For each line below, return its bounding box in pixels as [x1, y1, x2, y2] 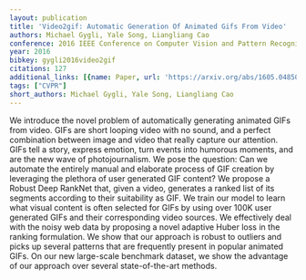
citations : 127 [9, 65, 67, 74]
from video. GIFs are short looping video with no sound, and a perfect [9, 124, 271, 135]
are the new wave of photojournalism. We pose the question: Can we [9, 153, 269, 164]
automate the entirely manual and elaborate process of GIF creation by [9, 163, 275, 174]
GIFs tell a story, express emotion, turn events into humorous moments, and [9, 143, 294, 155]
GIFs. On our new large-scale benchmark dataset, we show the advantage [9, 250, 289, 261]
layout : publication [9, 13, 88, 23]
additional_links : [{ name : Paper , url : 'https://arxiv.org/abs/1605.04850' [9, 73, 303, 82]
